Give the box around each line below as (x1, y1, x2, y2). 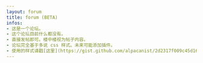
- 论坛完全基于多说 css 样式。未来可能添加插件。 (6, 43, 115, 49)
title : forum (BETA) (6, 14, 59, 20)
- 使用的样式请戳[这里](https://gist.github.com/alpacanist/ (6, 48, 155, 54)
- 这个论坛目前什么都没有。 (6, 31, 66, 37)
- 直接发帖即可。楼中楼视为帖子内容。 (6, 37, 89, 43)
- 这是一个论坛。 (6, 25, 43, 32)
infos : (6, 20, 23, 26)
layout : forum (6, 8, 42, 15)
